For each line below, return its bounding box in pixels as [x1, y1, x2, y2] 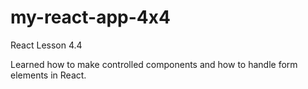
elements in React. [10, 69, 87, 81]
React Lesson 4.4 [10, 39, 83, 51]
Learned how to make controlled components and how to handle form [10, 58, 298, 70]
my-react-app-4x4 [10, 6, 171, 29]
